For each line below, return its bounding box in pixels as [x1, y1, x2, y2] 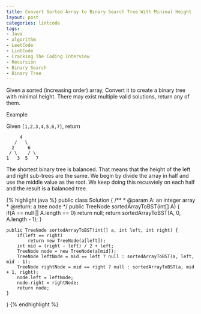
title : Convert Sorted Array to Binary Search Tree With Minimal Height [6, 8, 192, 15]
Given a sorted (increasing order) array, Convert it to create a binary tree [6, 86, 186, 94]
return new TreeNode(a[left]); [28, 238, 106, 244]
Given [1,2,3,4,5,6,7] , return [6, 122, 80, 130]
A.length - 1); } [6, 216, 42, 223]
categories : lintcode [6, 20, 61, 26]
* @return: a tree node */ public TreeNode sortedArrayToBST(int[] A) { [6, 203, 180, 210]
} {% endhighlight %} [6, 301, 59, 308]
